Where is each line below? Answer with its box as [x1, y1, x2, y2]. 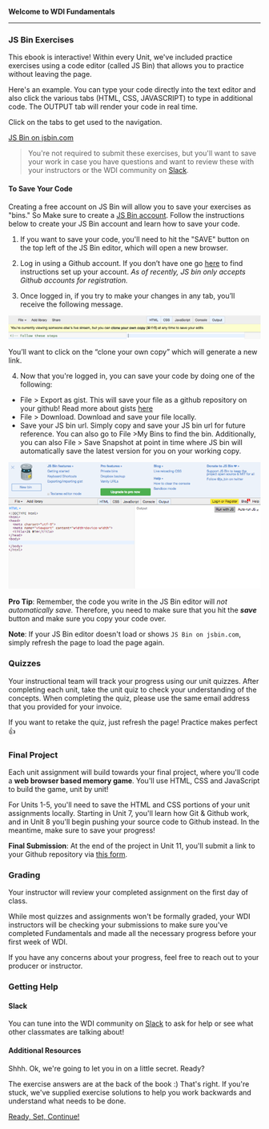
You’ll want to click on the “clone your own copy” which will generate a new [8, 348, 258, 357]
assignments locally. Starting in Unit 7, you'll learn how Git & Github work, [8, 808, 250, 818]
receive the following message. [19, 299, 123, 309]
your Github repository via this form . [8, 849, 128, 859]
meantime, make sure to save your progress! [8, 825, 156, 835]
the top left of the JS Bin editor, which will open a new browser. [19, 243, 229, 252]
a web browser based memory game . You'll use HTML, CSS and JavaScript [8, 776, 260, 785]
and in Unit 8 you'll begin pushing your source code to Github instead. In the [8, 817, 260, 826]
